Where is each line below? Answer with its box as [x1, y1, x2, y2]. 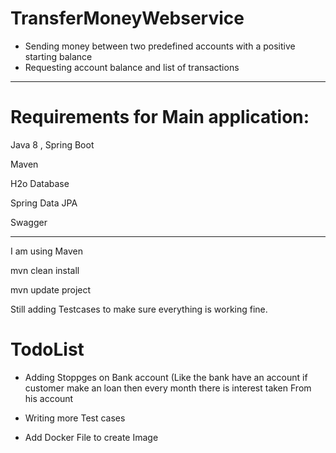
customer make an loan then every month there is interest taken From [24, 382, 312, 394]
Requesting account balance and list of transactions [24, 61, 240, 73]
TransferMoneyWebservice [10, 7, 245, 30]
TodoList [10, 338, 85, 361]
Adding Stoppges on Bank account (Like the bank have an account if [24, 371, 308, 383]
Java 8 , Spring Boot [10, 138, 95, 151]
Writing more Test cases [24, 412, 126, 424]
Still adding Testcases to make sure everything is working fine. [10, 303, 268, 315]
